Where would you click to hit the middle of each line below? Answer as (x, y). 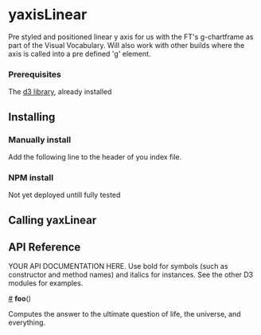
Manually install (40, 140)
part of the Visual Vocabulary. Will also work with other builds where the (127, 45)
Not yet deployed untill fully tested (64, 195)
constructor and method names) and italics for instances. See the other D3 (131, 275)
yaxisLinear (48, 15)
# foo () (20, 299)
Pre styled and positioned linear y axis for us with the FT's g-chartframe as (131, 37)
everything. (27, 323)
